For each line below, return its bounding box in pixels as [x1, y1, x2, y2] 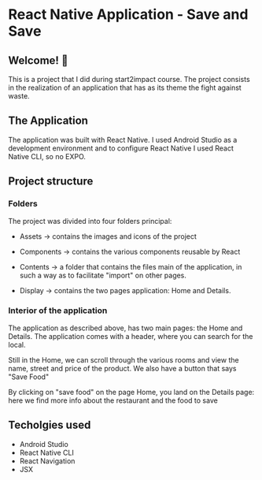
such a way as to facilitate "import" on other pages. [19, 270, 187, 280]
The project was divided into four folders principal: [8, 216, 172, 225]
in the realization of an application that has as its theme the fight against [8, 83, 242, 92]
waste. [8, 91, 30, 100]
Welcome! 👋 [8, 54, 68, 67]
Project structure [8, 175, 94, 188]
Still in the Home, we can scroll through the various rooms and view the [8, 355, 239, 364]
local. [8, 340, 26, 349]
